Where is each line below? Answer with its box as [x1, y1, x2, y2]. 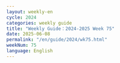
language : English [6, 48, 53, 54]
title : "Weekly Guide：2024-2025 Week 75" [6, 25, 115, 32]
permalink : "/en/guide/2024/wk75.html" [6, 37, 108, 43]
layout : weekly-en [6, 8, 53, 15]
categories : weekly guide [6, 20, 72, 26]
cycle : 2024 [6, 14, 37, 20]
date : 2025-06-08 [6, 31, 51, 37]
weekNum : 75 [6, 43, 37, 49]
